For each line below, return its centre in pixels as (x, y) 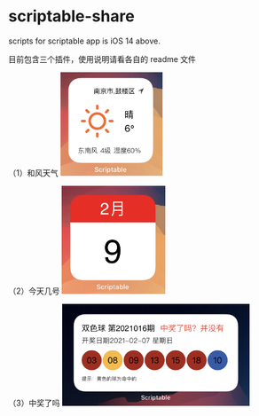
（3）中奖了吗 (34, 403)
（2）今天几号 (34, 291)
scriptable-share (71, 16)
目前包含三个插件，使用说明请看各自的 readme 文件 (102, 59)
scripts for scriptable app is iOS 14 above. (84, 41)
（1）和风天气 (33, 173)
